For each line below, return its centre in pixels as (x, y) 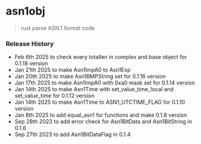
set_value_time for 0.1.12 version (55, 96)
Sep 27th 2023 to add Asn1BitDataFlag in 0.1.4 (72, 134)
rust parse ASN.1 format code (58, 28)
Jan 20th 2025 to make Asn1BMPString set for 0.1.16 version (90, 77)
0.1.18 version (31, 63)
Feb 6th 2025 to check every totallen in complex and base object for (100, 57)
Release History (30, 44)
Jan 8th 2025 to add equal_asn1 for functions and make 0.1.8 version (101, 115)
